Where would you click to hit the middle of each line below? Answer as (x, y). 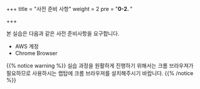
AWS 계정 (27, 46)
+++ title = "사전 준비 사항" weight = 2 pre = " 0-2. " (69, 9)
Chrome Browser (36, 53)
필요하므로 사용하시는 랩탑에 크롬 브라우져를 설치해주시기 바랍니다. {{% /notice (100, 73)
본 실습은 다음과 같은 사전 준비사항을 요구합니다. (63, 33)
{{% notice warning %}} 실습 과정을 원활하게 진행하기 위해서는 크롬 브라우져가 (100, 66)
